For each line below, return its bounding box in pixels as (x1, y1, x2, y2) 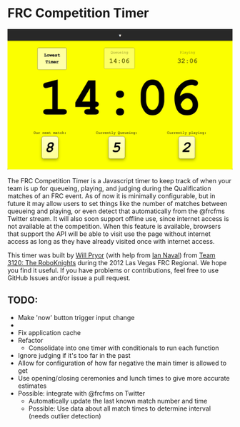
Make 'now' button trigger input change (17, 313, 135, 321)
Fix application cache (17, 328, 81, 336)
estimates (17, 381, 47, 390)
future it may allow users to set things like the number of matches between (7, 199, 228, 207)
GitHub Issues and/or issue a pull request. (7, 273, 131, 282)
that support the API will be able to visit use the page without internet (7, 230, 211, 238)
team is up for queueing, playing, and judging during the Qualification (7, 184, 211, 192)
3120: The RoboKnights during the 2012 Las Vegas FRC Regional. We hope (7, 258, 227, 267)
